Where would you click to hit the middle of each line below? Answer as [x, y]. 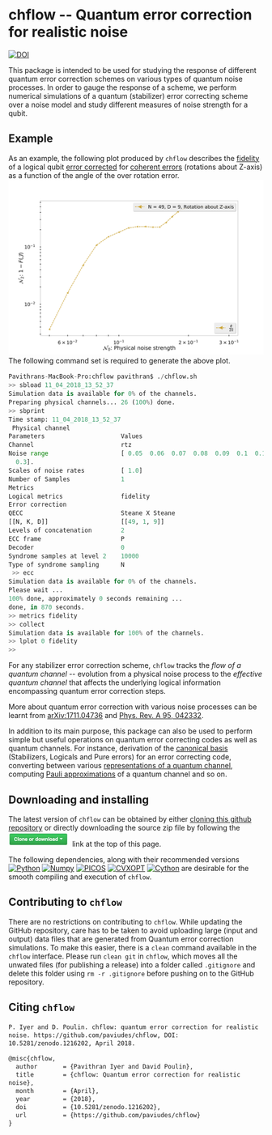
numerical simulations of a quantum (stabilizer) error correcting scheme [128, 96]
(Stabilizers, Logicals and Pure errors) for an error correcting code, [120, 757]
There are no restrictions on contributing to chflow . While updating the [125, 921]
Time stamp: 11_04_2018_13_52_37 [65, 419]
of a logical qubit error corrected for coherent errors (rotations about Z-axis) [136, 167]
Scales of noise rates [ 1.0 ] [76, 470]
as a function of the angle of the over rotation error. [94, 175]
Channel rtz [70, 445]
